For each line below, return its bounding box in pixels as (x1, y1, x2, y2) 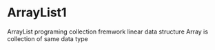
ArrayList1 (7, 5, 67, 21)
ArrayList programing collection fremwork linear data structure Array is (7, 27, 209, 36)
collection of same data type (7, 34, 88, 42)
